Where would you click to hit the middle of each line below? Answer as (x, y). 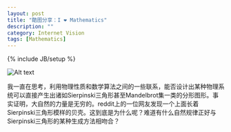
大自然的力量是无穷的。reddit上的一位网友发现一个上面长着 (115, 104)
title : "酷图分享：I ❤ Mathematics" (57, 20)
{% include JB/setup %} (41, 59)
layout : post (26, 13)
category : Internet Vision (46, 33)
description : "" (30, 26)
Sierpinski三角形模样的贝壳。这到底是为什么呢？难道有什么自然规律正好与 (112, 113)
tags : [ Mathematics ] (37, 39)
